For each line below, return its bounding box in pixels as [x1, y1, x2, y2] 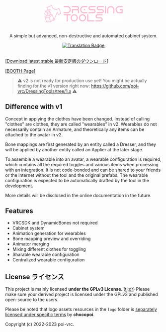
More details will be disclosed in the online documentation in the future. [5, 192, 152, 198]
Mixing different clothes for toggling [12, 246, 86, 252]
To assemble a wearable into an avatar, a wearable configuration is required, [5, 156, 162, 162]
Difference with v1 [5, 103, 63, 111]
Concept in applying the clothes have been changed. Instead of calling [5, 115, 150, 121]
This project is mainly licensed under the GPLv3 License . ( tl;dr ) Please [5, 286, 150, 292]
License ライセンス [5, 272, 65, 281]
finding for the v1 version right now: [17, 83, 90, 89]
